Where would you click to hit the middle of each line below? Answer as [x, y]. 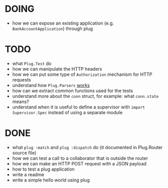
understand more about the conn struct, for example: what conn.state [85, 96]
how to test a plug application [43, 169]
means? [20, 101]
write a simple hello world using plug [51, 180]
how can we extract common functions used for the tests [72, 91]
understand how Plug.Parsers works [51, 85]
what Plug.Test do [32, 63]
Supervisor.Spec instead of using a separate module [67, 112]
